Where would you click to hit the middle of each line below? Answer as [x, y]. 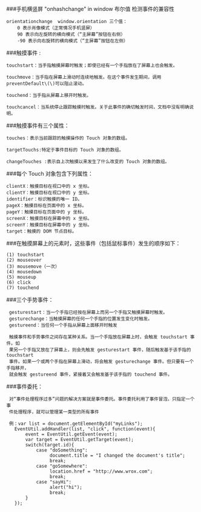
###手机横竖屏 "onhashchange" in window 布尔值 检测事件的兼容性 [90, 9]
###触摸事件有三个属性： [38, 125]
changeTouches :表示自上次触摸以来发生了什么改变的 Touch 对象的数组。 [88, 162]
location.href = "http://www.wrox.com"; [101, 471]
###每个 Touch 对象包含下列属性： [50, 174]
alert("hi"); [66, 487]
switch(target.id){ [50, 445]
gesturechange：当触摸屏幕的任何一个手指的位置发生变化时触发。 [81, 319]
